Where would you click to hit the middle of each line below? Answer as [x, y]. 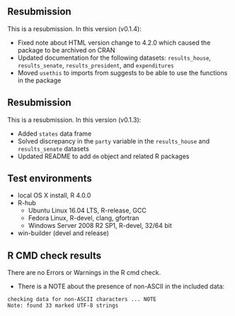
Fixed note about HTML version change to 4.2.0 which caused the [114, 43]
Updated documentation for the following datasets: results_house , [114, 58]
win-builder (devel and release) [63, 233]
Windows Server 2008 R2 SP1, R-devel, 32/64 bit [100, 226]
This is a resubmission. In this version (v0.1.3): [74, 119]
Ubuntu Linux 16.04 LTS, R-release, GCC [87, 211]
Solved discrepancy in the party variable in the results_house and [114, 141]
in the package [39, 80]
